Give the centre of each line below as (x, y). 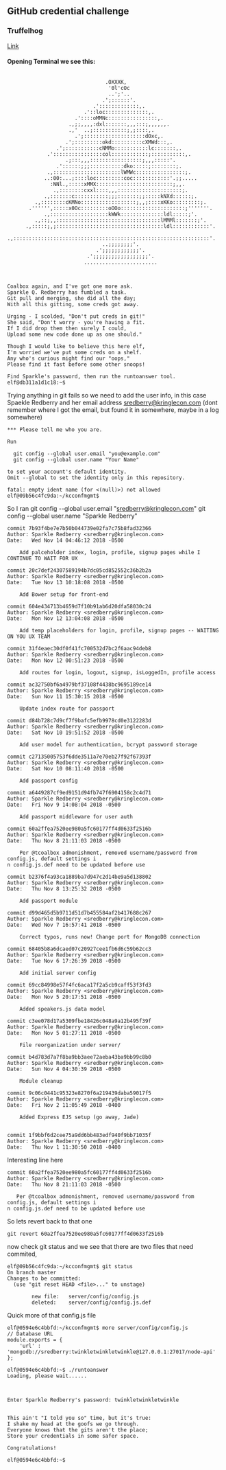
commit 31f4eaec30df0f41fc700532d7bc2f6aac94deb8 (79, 648)
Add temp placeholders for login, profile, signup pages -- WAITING (119, 630)
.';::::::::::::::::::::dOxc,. (119, 136)
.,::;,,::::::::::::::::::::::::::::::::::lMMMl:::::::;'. (121, 220)
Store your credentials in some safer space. (73, 1436)
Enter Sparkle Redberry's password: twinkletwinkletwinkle (93, 1400)
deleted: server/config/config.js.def (92, 1302)
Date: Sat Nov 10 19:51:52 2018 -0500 (66, 733)
